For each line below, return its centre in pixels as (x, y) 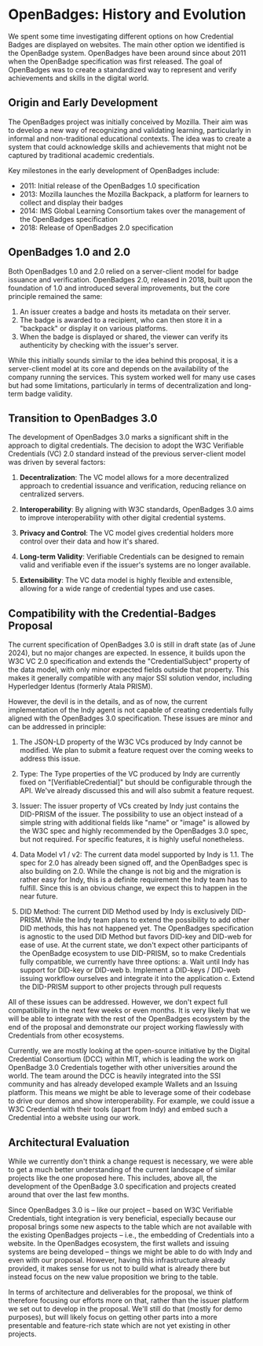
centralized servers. (52, 494)
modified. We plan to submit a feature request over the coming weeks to (136, 750)
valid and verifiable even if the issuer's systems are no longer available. (135, 565)
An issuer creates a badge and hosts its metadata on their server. (125, 312)
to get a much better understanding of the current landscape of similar (122, 1169)
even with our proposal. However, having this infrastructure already (117, 1260)
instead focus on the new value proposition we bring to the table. (113, 1277)
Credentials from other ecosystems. (66, 1035)
